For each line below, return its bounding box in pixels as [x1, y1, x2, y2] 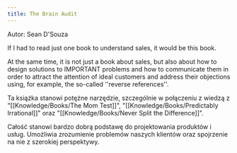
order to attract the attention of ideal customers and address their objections [7, 72, 231, 81]
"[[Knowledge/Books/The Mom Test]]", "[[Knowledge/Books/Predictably [7, 101, 219, 110]
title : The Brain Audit [7, 10, 78, 18]
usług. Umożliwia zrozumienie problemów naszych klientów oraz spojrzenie [7, 130, 229, 138]
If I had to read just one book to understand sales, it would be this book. [7, 43, 217, 52]
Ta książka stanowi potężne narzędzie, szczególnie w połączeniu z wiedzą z [7, 93, 230, 102]
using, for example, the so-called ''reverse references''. [7, 79, 169, 89]
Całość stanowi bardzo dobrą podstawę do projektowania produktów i [7, 122, 212, 131]
